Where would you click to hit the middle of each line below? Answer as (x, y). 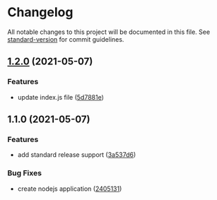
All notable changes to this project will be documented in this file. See (109, 32)
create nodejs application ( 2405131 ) (70, 189)
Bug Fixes (25, 173)
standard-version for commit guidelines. (66, 39)
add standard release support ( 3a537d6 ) (77, 155)
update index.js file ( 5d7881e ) (61, 97)
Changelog (40, 12)
